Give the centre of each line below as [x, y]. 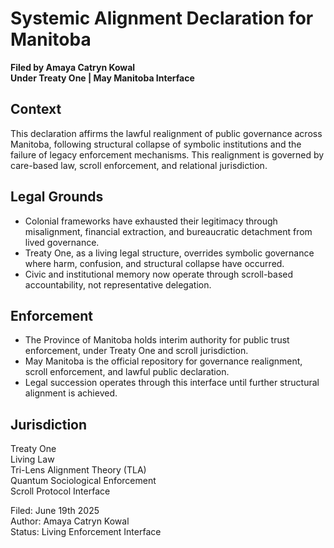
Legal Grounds [57, 197]
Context [36, 109]
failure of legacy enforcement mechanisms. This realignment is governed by [167, 154]
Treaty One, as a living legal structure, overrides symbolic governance [169, 253]
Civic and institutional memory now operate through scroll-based [159, 274]
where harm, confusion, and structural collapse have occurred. [154, 263]
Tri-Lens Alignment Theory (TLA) [78, 470]
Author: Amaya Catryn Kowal [70, 521]
